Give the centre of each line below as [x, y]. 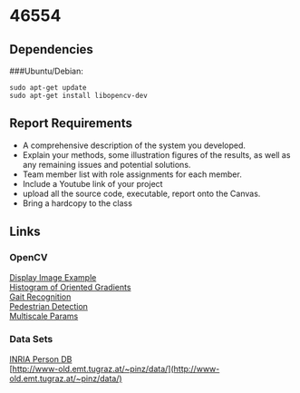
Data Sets [31, 339]
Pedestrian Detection [49, 306]
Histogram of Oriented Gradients [70, 287]
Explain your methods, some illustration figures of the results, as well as [156, 154]
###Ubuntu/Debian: [46, 71]
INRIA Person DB [41, 359]
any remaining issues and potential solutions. [106, 164]
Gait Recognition [40, 297]
